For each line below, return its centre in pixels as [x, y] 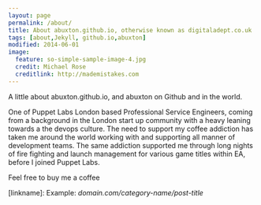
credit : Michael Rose [51, 67]
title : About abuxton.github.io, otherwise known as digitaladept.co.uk [130, 30]
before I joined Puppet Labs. [54, 162]
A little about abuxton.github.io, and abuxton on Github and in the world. [125, 96]
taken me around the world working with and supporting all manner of [121, 137]
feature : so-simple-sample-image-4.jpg [81, 60]
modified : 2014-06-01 [44, 45]
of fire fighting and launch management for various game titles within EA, [127, 154]
